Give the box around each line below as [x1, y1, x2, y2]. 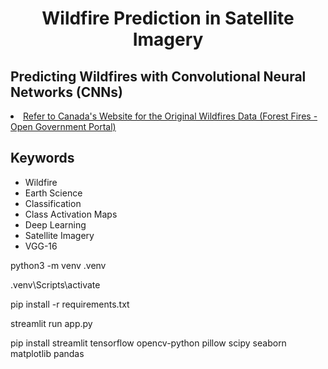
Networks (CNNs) [10, 83, 124, 101]
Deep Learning [24, 218, 87, 231]
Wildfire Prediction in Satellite [41, 7, 295, 30]
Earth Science [24, 187, 83, 199]
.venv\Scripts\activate [10, 278, 101, 291]
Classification [24, 197, 82, 209]
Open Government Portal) [10, 121, 117, 132]
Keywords [10, 150, 75, 167]
